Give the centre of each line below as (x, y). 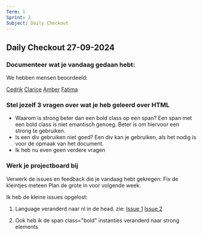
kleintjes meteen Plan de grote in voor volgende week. (74, 185)
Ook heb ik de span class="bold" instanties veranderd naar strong (97, 220)
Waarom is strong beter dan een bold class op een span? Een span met (103, 118)
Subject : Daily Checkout (37, 23)
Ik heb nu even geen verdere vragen (60, 150)
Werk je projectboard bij (42, 166)
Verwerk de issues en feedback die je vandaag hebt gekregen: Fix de (93, 179)
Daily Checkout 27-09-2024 (61, 47)
